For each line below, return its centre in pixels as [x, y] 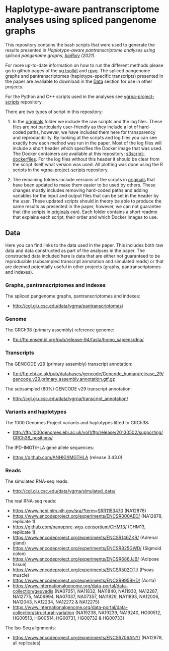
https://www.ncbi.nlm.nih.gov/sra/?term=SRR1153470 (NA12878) [79, 511]
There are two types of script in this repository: [54, 112]
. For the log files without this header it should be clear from [98, 159]
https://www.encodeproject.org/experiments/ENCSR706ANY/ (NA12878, [88, 638]
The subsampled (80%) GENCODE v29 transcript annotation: [69, 389]
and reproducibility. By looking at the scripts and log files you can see [85, 137]
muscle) [21, 575]
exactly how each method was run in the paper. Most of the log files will [87, 143]
